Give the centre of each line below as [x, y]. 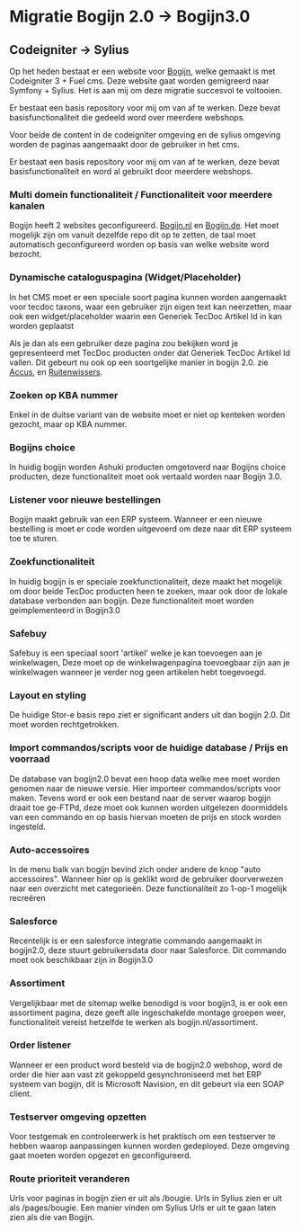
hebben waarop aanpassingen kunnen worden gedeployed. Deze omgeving [150, 1146]
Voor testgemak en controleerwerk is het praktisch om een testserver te [142, 1137]
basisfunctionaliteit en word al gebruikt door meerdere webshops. [131, 171]
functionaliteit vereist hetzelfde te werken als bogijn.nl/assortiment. [134, 1021]
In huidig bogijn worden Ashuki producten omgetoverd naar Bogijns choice [148, 467]
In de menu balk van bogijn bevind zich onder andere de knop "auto [135, 869]
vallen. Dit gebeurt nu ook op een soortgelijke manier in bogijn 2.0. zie [139, 362]
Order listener [40, 1045]
